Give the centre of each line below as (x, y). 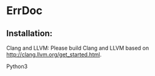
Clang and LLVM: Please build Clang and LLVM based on (78, 48)
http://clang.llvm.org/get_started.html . (54, 55)
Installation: (30, 33)
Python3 (17, 66)
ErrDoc (24, 11)
